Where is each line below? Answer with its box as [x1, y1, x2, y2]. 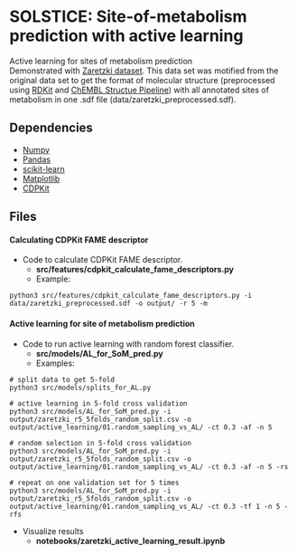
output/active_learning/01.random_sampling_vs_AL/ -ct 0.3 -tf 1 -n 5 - [9, 502, 289, 511]
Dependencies [9, 120, 93, 136]
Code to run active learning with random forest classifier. [22, 338, 235, 349]
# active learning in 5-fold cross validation [9, 398, 188, 408]
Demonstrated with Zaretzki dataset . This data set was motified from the [9, 65, 279, 76]
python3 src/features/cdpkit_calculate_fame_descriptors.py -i [9, 292, 253, 301]
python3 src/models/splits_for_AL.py [9, 383, 152, 392]
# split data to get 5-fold [9, 375, 116, 384]
